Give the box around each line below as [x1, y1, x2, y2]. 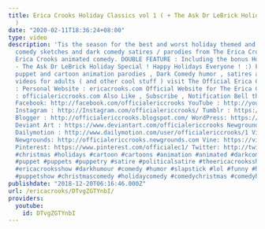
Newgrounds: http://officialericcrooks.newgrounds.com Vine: [15, 135, 221, 144]
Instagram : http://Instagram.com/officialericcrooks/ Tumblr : [15, 107, 231, 115]
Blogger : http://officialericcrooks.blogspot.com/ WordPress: [15, 114, 227, 122]
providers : [8, 194, 44, 202]
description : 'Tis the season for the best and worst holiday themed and [8, 41, 256, 49]
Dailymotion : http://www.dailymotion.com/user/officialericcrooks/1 [15, 128, 248, 136]
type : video [8, 33, 47, 42]
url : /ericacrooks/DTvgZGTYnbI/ [8, 187, 114, 195]
